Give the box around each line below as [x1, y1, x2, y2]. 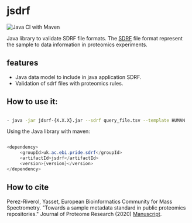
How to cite [6, 183, 49, 193]
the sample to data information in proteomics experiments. [6, 41, 148, 48]
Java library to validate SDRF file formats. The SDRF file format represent [6, 35, 183, 42]
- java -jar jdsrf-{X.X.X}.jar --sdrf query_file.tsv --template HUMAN [6, 117, 185, 123]
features [6, 58, 39, 68]
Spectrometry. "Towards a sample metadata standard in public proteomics [6, 204, 186, 211]
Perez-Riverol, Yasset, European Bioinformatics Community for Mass [6, 198, 173, 205]
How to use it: [6, 97, 58, 107]
